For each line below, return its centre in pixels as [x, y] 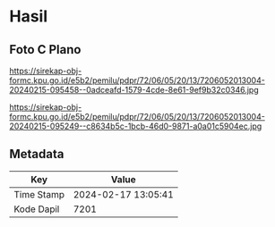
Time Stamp [39, 194]
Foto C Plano [45, 50]
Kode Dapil [37, 209]
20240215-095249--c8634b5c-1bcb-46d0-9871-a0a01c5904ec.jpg [136, 126]
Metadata [37, 154]
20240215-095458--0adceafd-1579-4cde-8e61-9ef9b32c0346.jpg [134, 90]
